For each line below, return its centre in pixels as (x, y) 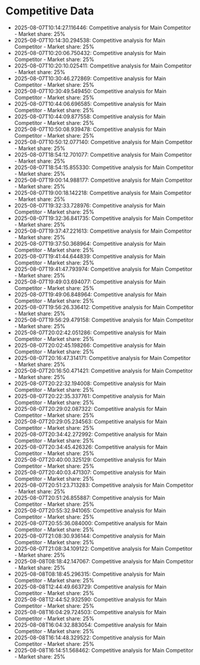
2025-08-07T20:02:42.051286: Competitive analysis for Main (90, 332)
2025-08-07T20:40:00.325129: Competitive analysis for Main (90, 459)
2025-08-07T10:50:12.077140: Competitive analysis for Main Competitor (103, 142)
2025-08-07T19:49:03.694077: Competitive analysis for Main (90, 282)
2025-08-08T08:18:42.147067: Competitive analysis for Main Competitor (104, 561)
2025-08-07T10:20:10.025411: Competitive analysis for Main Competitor (103, 65)
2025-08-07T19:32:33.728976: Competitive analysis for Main (90, 205)
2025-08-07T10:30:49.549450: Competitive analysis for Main (90, 91)
